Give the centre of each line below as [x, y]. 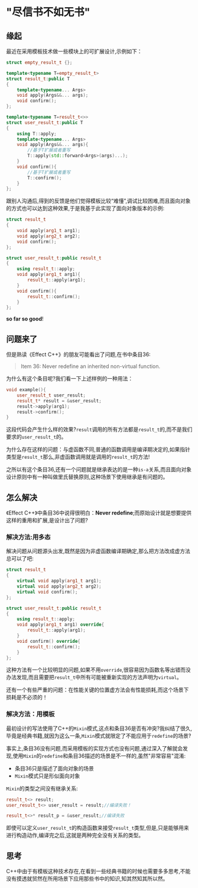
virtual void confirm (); [47, 592]
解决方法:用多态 [28, 537]
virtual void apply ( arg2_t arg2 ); [59, 586]
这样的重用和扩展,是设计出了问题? [47, 521]
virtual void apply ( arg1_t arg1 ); [59, 581]
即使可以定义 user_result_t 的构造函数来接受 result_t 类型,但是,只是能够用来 [98, 828]
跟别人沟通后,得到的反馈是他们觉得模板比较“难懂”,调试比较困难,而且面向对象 [98, 201]
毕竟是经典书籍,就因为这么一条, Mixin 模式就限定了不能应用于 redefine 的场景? [99, 735]
